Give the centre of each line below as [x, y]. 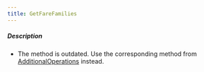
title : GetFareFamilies [42, 14]
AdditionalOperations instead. [61, 61]
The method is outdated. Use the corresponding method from [107, 54]
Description [25, 36]
